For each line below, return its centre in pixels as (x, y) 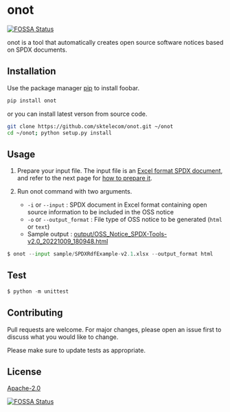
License (24, 372)
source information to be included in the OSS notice (100, 212)
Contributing (35, 313)
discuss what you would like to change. (63, 337)
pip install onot (32, 101)
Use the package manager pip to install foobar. (73, 87)
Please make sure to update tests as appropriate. (77, 350)
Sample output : (50, 234)
